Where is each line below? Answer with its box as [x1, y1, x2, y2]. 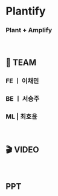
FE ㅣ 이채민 [5, 76, 39, 85]
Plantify [5, 4, 46, 18]
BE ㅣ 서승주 [5, 94, 40, 103]
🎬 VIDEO [5, 144, 39, 155]
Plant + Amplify [5, 26, 53, 35]
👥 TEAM [5, 57, 37, 67]
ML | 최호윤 [5, 112, 37, 121]
